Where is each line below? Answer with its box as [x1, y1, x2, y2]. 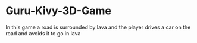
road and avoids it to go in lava [5, 29, 81, 37]
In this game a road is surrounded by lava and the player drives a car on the [5, 24, 191, 31]
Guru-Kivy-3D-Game [5, 4, 111, 18]
